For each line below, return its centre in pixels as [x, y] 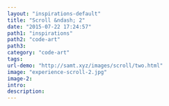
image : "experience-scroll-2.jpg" [57, 72]
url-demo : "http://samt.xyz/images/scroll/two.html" [85, 66]
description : [26, 91]
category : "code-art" [39, 53]
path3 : [17, 46]
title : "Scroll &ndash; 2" [46, 20]
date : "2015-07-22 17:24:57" [49, 26]
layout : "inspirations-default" [54, 14]
